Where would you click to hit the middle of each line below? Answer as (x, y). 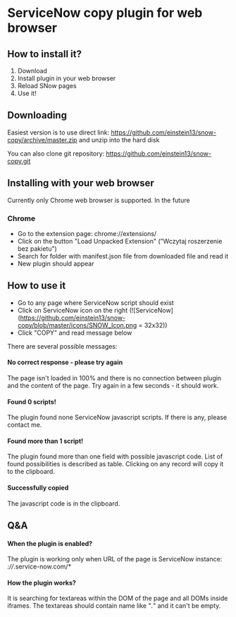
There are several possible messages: (62, 346)
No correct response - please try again (65, 362)
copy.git (19, 161)
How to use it (37, 286)
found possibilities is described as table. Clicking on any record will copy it (116, 464)
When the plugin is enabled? (50, 543)
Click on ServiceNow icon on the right (73, 310)
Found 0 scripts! (32, 401)
